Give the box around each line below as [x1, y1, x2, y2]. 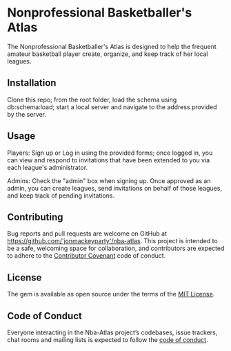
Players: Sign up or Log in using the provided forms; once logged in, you [7, 149, 213, 157]
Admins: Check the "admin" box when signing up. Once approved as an [7, 176, 211, 184]
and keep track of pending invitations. [7, 191, 115, 200]
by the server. [7, 110, 47, 118]
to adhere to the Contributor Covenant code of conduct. [7, 252, 166, 260]
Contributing [7, 211, 63, 222]
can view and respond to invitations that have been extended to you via [7, 155, 210, 164]
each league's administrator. [7, 163, 88, 171]
